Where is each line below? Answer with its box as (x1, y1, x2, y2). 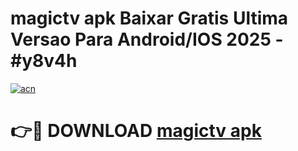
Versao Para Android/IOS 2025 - (10, 28, 284, 51)
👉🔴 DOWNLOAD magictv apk (10, 120, 262, 142)
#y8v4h (10, 50, 78, 72)
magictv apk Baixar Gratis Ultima (10, 7, 289, 30)
